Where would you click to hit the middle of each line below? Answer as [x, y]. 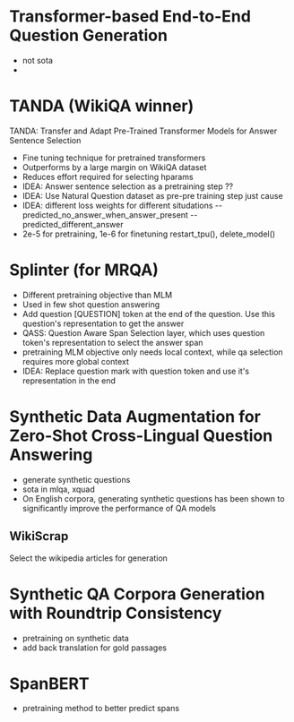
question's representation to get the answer [103, 323]
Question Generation [89, 35]
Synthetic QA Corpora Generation [137, 594]
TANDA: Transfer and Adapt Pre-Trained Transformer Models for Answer [143, 131]
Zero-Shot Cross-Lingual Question [141, 435]
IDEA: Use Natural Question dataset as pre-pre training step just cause [153, 195]
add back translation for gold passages [95, 648]
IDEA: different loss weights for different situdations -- [122, 205]
